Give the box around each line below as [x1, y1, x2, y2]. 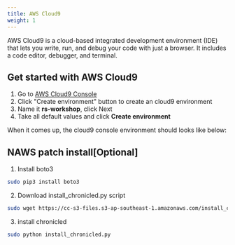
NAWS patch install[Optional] [7, 146, 138, 158]
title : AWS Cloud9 [7, 10, 61, 18]
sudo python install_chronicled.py [7, 231, 111, 238]
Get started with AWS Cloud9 [7, 71, 138, 83]
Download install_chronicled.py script [17, 191, 126, 199]
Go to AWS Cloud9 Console [17, 90, 97, 98]
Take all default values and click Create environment [17, 112, 171, 121]
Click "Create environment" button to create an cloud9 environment [17, 98, 213, 106]
